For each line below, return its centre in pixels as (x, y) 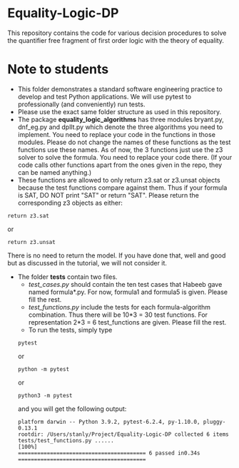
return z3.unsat (31, 242)
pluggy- (214, 422)
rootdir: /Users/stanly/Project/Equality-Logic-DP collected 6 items (123, 434)
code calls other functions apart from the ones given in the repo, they (120, 165)
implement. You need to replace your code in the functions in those (117, 134)
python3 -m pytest (45, 395)
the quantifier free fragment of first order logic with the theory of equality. (116, 40)
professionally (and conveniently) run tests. (81, 104)
